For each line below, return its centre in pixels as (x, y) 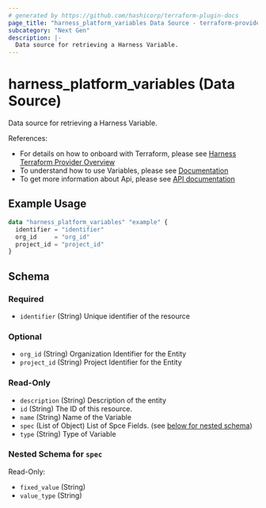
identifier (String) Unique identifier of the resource (104, 316)
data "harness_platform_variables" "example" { (88, 222)
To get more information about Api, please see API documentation (127, 179)
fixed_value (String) (52, 487)
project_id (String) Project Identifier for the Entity (101, 362)
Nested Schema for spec (55, 454)
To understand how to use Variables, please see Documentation (124, 170)
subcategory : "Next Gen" (49, 30)
